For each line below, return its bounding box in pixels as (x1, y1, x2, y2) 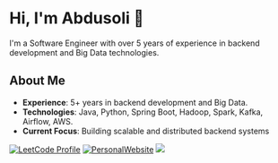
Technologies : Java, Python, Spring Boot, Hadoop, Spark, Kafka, (22, 107, 264, 117)
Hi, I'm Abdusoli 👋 (9, 8, 144, 29)
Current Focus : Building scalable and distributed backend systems (22, 125, 270, 136)
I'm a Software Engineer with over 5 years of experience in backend (9, 38, 260, 48)
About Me (9, 73, 65, 89)
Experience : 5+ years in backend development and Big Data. (22, 97, 248, 107)
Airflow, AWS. (22, 116, 74, 126)
